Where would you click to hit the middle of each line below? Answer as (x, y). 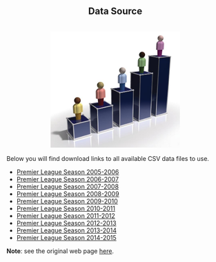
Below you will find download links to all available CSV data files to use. (108, 158)
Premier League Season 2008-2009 (68, 194)
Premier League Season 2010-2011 (66, 208)
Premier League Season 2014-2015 (66, 237)
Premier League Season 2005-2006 (68, 172)
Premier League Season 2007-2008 (67, 186)
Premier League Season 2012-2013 (66, 223)
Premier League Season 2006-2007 (67, 179)
